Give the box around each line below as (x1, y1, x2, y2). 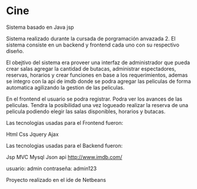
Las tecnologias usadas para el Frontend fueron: (6, 119, 123, 126)
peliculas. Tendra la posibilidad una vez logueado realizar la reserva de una (6, 101, 189, 108)
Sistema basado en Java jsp (6, 24, 75, 31)
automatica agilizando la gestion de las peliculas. (6, 84, 125, 91)
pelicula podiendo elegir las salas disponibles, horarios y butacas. (6, 108, 166, 115)
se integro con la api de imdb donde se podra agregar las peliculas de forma (6, 78, 191, 85)
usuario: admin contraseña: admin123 (6, 165, 97, 172)
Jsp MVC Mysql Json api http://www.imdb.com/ (6, 153, 122, 160)
